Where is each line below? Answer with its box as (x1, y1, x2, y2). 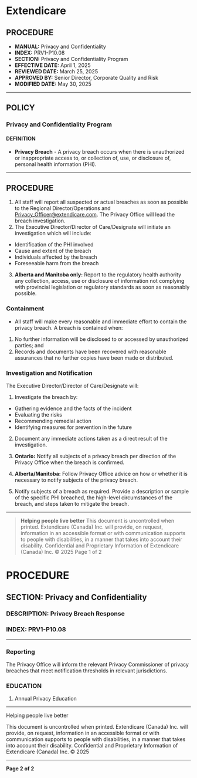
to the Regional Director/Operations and (14, 205, 111, 212)
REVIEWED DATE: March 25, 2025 (14, 68, 98, 75)
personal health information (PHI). (14, 160, 97, 168)
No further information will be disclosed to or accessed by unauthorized (14, 336, 189, 343)
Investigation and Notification (6, 368, 93, 377)
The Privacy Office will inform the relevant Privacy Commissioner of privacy (6, 661, 189, 668)
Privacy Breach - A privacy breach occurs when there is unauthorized (14, 148, 185, 155)
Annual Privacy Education (14, 695, 77, 702)
